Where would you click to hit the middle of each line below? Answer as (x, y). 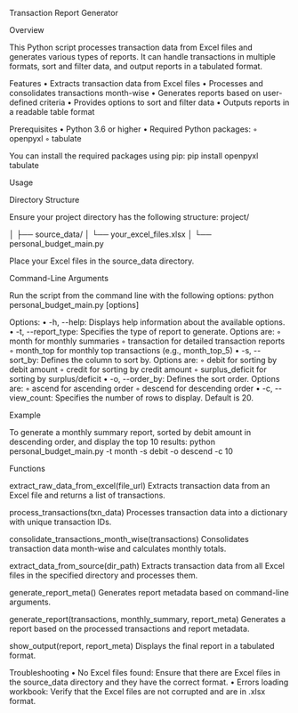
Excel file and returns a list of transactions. (88, 495)
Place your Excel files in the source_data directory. (102, 261)
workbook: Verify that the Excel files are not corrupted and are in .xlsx (137, 692)
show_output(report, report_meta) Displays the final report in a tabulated (142, 646)
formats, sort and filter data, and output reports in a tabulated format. (136, 66)
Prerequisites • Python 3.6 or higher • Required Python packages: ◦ (133, 129)
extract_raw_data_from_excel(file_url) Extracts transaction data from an (140, 486)
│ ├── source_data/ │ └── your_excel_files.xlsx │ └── (110, 234)
